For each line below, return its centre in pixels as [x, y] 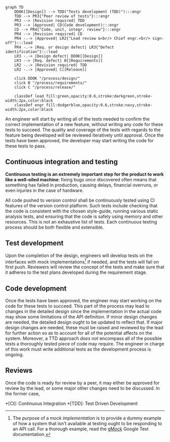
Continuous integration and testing [61, 162]
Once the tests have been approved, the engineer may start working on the [83, 301]
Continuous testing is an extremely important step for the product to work [84, 174]
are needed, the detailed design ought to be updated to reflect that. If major [84, 322]
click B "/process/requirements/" [51, 83]
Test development [34, 243]
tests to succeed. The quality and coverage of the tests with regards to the [83, 130]
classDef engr [29, 105]
